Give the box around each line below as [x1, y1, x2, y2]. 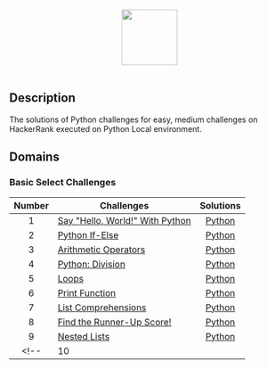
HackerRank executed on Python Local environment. [9, 123, 202, 134]
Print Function [57, 286, 117, 299]
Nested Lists [57, 330, 110, 342]
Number [13, 199, 49, 211]
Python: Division [57, 258, 126, 270]
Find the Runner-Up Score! [57, 316, 172, 328]
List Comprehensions [57, 301, 147, 314]
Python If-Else [57, 228, 119, 241]
